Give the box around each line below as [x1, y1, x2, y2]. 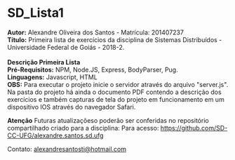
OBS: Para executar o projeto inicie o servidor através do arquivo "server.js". [7, 80, 229, 88]
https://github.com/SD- [160, 124, 228, 132]
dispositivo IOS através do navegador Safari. [7, 102, 136, 111]
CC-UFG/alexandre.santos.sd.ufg [7, 131, 104, 140]
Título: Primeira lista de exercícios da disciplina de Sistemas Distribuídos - [7, 35, 222, 44]
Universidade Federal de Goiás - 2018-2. [7, 43, 125, 51]
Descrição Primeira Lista [7, 58, 81, 66]
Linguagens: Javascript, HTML [7, 72, 98, 81]
